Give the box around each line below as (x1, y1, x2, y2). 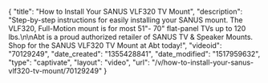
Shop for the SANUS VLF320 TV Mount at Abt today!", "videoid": (8, 41, 222, 50)
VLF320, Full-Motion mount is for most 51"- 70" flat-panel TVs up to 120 (8, 24, 246, 33)
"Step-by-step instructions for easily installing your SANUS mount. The (8, 15, 243, 25)
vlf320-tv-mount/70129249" (8, 66, 103, 75)
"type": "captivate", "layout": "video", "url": (8, 57, 150, 67)
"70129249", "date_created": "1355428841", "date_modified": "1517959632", (8, 49, 261, 58)
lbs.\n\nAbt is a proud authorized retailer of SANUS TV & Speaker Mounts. (8, 32, 254, 41)
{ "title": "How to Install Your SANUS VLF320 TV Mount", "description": (8, 7, 243, 16)
